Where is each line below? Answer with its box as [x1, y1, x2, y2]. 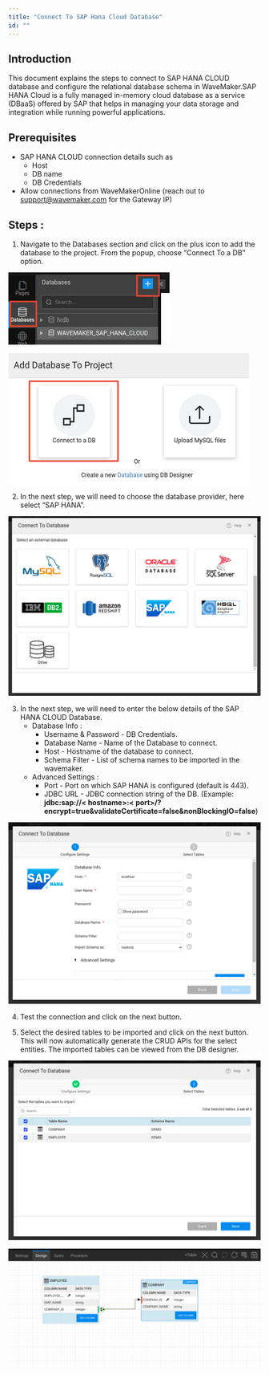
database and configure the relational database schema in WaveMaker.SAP [8, 82, 257, 92]
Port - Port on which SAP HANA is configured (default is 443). [43, 780, 249, 790]
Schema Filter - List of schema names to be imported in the [43, 755, 240, 764]
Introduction [8, 52, 72, 66]
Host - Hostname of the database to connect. [43, 746, 194, 756]
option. [19, 256, 44, 266]
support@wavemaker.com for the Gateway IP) [19, 195, 172, 205]
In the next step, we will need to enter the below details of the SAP [19, 703, 239, 714]
